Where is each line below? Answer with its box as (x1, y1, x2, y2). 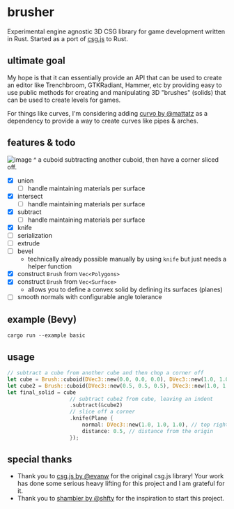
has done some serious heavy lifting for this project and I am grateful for (17, 479, 225, 488)
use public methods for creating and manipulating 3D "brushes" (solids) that (7, 88, 226, 96)
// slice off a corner (69, 409, 136, 416)
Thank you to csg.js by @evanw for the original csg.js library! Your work (17, 472, 224, 480)
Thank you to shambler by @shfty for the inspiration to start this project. (17, 494, 225, 503)
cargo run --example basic (7, 332, 86, 339)
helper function (27, 262, 72, 271)
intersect (17, 192, 43, 200)
